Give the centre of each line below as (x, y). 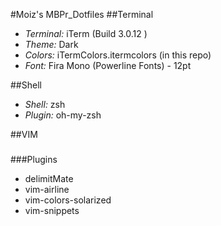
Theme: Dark (51, 44)
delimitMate (49, 178)
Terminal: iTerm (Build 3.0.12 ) (86, 33)
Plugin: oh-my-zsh (63, 115)
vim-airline (47, 189)
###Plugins (34, 159)
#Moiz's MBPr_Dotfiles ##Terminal (82, 14)
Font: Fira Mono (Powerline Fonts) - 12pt (108, 65)
